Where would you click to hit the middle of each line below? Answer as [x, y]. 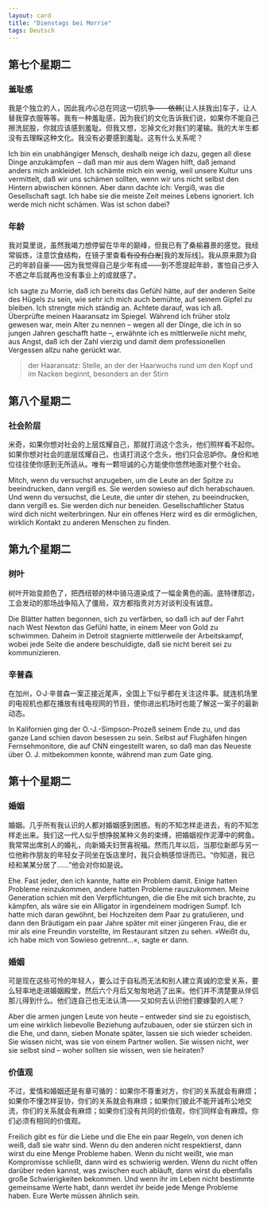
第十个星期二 [40, 781]
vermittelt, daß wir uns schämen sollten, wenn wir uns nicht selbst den [124, 179]
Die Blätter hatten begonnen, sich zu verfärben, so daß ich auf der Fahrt [126, 619]
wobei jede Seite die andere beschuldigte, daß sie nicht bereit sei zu [120, 644]
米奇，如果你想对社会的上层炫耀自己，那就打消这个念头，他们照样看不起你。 [133, 444]
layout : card [30, 16]
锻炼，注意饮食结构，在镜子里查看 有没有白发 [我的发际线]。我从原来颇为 [132, 255]
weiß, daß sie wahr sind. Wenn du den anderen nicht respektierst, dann [125, 1145]
